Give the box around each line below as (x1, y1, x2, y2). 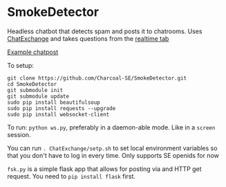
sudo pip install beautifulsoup (7, 98, 100, 106)
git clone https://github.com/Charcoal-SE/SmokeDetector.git (7, 74, 187, 82)
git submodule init (7, 87, 64, 93)
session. (7, 130, 31, 139)
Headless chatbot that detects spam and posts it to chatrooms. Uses (7, 27, 203, 35)
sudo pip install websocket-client (7, 111, 110, 118)
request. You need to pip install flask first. (7, 172, 136, 180)
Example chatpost (7, 48, 59, 56)
